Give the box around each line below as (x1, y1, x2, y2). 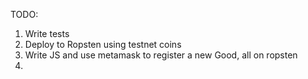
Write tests (24, 28, 70, 39)
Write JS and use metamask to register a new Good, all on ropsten (24, 49, 298, 61)
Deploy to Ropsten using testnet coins (24, 39, 182, 50)
